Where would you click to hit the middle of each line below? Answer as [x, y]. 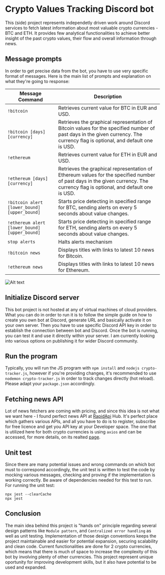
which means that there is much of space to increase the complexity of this [81, 551]
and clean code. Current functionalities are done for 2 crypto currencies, [79, 546]
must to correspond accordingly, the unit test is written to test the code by [80, 470]
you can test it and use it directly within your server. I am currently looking [80, 336]
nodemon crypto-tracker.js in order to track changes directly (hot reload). [80, 378]
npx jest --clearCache [28, 494]
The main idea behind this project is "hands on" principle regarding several [81, 525]
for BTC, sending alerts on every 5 [98, 207]
